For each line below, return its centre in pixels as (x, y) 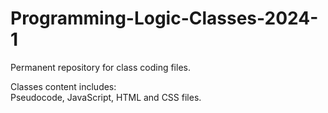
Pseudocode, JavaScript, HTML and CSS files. (106, 97)
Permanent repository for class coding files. (100, 67)
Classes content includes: (63, 86)
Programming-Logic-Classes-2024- (164, 18)
